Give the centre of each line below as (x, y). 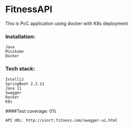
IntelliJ (15, 79)
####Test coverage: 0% (31, 111)
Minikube (15, 52)
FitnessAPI (29, 9)
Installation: (20, 37)
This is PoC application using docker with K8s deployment (67, 23)
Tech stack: (20, 69)
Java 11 (14, 88)
